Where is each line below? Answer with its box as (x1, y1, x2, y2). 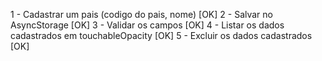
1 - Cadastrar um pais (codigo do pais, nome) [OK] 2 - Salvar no (10, 9, 273, 20)
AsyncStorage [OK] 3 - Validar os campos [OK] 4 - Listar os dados (10, 19, 285, 31)
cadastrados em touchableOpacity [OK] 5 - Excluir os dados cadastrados (10, 30, 313, 41)
